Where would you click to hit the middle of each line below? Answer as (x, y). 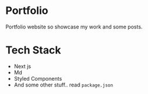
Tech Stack (33, 50)
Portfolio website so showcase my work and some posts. (74, 27)
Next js (23, 66)
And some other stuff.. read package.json (63, 85)
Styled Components (38, 78)
